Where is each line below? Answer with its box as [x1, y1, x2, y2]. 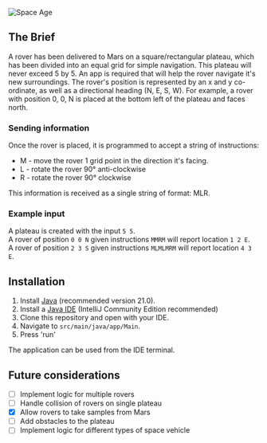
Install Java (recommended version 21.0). [19, 296, 155, 306]
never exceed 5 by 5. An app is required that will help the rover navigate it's [8, 69, 257, 78]
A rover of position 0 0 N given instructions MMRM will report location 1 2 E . [8, 235, 250, 245]
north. [8, 102, 29, 112]
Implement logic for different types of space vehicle [19, 425, 190, 435]
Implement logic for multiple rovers [19, 390, 135, 399]
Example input [8, 208, 65, 219]
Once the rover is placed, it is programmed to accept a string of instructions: [8, 140, 259, 151]
